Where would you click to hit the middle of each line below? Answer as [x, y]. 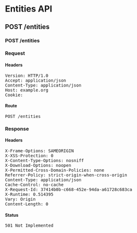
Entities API [29, 9]
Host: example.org [27, 90]
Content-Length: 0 [27, 204]
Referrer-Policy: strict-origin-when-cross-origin [66, 175]
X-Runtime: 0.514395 [29, 194]
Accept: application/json [36, 80]
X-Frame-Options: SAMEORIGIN [39, 151]
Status [12, 215]
